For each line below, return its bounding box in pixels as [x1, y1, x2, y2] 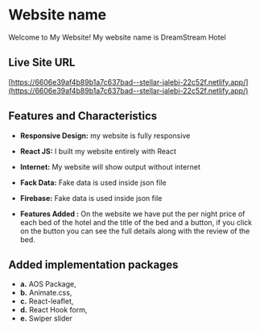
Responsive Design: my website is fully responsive [19, 131, 191, 140]
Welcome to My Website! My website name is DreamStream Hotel [8, 32, 227, 42]
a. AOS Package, [19, 279, 76, 289]
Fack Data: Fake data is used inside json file [19, 178, 167, 187]
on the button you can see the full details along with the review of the [19, 226, 250, 236]
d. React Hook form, [19, 305, 88, 315]
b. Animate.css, [19, 288, 72, 298]
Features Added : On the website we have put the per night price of [19, 208, 246, 219]
